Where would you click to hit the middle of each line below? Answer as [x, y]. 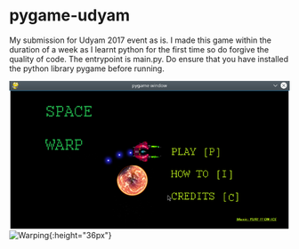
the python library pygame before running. [87, 68]
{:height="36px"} [81, 235]
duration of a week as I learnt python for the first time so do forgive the [139, 49]
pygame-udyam [70, 16]
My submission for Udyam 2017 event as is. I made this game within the [140, 40]
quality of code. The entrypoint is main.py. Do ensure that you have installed [149, 59]
